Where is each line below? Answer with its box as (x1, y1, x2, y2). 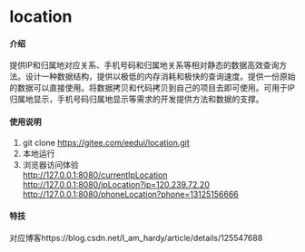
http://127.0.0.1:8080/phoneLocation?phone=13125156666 (22, 189, 239, 199)
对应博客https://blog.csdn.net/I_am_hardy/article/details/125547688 (9, 232, 263, 243)
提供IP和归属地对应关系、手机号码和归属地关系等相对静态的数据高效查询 (9, 60, 280, 71)
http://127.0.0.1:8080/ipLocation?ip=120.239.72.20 (22, 179, 211, 189)
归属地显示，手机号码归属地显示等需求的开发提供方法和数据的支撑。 (9, 93, 264, 105)
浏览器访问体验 (22, 159, 79, 170)
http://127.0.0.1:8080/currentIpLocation (22, 170, 168, 180)
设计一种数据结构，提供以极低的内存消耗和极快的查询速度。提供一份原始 (25, 71, 296, 82)
